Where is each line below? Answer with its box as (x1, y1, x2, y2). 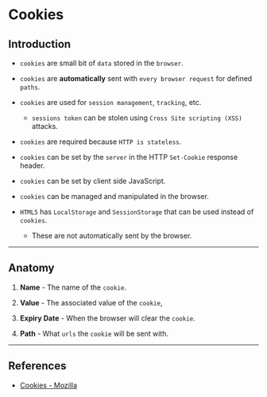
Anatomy (8, 261, 55, 275)
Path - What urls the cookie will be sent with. (19, 329, 169, 338)
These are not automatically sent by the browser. (31, 231, 192, 240)
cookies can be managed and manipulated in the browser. (19, 192, 209, 200)
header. (19, 161, 45, 170)
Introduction (8, 37, 72, 51)
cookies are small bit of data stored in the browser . (19, 58, 184, 68)
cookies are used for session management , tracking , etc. (19, 98, 202, 107)
